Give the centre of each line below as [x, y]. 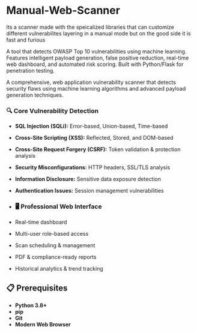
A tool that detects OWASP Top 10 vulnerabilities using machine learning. [96, 51]
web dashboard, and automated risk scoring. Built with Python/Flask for [95, 64]
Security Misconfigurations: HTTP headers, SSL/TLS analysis [92, 167]
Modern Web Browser [43, 325]
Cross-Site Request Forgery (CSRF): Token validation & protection [98, 149]
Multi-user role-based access [52, 233]
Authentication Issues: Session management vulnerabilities [89, 191]
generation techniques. [35, 95]
